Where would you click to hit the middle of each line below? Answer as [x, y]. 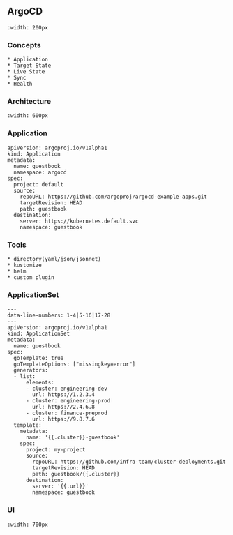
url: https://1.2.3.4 [64, 395]
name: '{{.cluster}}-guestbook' [73, 438]
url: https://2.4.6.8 [64, 407]
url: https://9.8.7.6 [64, 419]
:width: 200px [28, 27]
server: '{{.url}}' [61, 487]
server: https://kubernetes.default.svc [79, 221]
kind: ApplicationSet [39, 334]
